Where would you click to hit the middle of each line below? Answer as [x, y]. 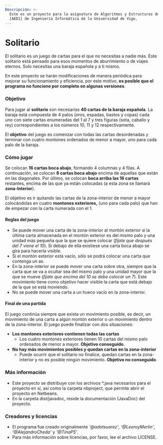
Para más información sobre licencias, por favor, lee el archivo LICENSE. [84, 437]
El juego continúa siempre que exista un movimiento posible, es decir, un [78, 314]
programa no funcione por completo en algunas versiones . [65, 86]
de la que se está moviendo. [40, 287]
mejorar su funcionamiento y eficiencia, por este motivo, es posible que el [79, 81]
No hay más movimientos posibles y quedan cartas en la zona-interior [84, 349]
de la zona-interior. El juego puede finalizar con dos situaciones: [69, 324]
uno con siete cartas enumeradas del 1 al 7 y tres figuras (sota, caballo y [77, 120]
